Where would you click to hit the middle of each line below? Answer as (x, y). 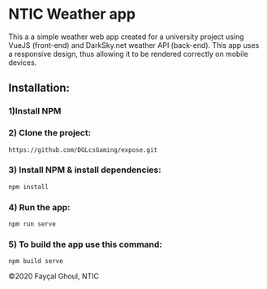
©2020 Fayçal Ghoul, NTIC (54, 276)
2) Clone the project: (50, 133)
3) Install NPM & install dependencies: (85, 170)
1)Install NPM (35, 111)
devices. (23, 63)
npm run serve (32, 224)
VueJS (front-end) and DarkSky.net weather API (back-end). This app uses (134, 45)
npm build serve (36, 261)
